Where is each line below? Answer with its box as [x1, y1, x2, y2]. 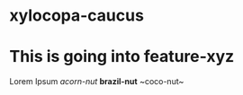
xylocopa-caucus [9, 5, 144, 26]
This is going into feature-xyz [9, 47, 235, 67]
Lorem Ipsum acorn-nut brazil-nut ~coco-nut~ [9, 76, 184, 87]
